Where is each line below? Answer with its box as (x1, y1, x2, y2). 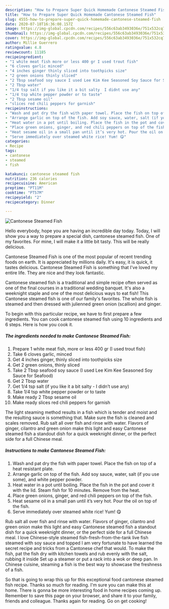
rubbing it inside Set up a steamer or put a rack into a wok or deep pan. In (5, 556, 158, 562)
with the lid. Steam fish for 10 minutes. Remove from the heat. (12, 487, 140, 493)
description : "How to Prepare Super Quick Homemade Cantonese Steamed (5, 7, 156, 13)
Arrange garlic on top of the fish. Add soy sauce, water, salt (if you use (12, 471, 159, 477)
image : (5, 26, 19, 31)
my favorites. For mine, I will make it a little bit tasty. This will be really (5, 238, 149, 244)
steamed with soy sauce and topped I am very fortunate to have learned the (5, 540, 162, 546)
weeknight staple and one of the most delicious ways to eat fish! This (5, 290, 149, 296)
